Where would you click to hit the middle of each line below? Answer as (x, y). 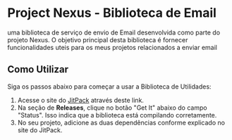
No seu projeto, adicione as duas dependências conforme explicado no (121, 122)
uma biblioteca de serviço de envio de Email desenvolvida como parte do (114, 32)
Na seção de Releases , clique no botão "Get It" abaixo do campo (112, 108)
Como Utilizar (38, 69)
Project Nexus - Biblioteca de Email (112, 13)
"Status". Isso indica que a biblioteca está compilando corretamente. (117, 115)
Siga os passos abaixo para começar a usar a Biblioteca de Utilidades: (109, 87)
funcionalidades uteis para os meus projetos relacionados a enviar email (112, 47)
